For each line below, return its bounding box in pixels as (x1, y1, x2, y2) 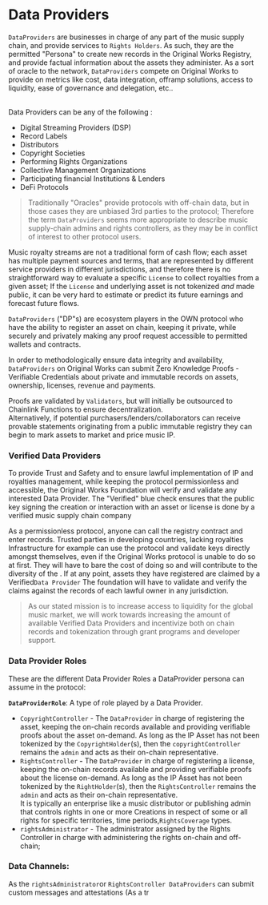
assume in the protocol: (8, 682, 86, 692)
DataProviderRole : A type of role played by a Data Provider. (8, 698, 203, 707)
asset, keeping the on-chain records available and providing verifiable (19, 722, 250, 731)
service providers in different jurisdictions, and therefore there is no (8, 264, 231, 274)
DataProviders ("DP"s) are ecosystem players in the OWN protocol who (8, 314, 244, 324)
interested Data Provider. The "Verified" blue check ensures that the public (8, 494, 254, 504)
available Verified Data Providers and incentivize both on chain (27, 618, 234, 628)
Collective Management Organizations (19, 165, 146, 175)
